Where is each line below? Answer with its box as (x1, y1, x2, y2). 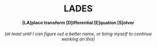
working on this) (61, 36, 95, 42)
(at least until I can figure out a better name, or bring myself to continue (4, 31, 153, 37)
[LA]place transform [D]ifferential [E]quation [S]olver (22, 19, 135, 25)
